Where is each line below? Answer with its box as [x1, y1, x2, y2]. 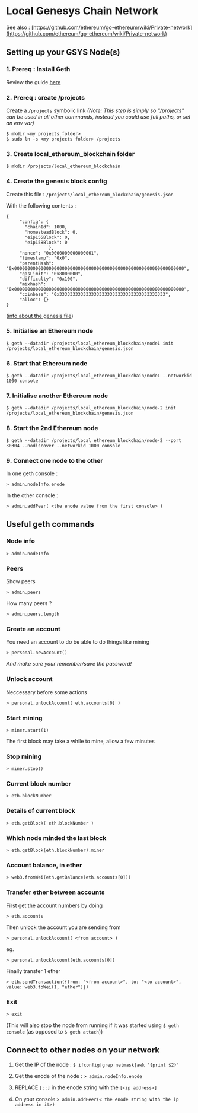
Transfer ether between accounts [6, 888, 105, 896]
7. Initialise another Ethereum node [6, 392, 108, 400]
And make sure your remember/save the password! [6, 660, 132, 667]
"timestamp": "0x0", [19, 255, 70, 261]
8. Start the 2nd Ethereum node [6, 424, 98, 433]
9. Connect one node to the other [6, 456, 103, 465]
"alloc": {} [19, 297, 49, 303]
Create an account [6, 625, 60, 633]
